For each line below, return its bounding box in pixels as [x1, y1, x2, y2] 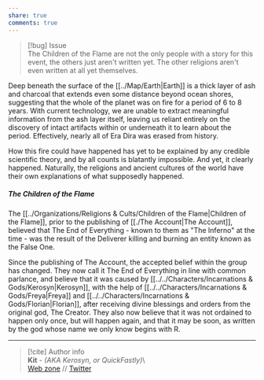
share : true [8, 11, 47, 20]
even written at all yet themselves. [27, 65, 139, 75]
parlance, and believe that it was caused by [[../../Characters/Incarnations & [8, 275, 254, 284]
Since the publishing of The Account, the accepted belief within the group [8, 257, 247, 267]
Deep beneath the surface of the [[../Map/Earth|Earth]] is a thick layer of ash [8, 80, 256, 90]
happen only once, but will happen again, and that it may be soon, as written [8, 316, 255, 326]
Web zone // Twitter [27, 363, 92, 374]
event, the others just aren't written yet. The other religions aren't [27, 57, 239, 67]
